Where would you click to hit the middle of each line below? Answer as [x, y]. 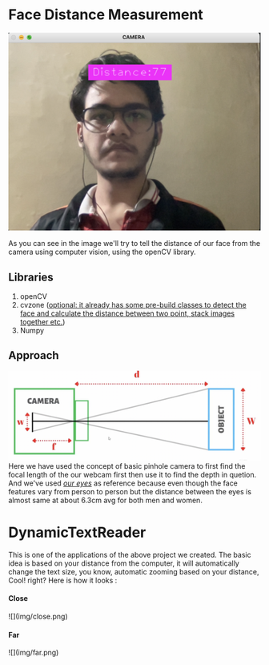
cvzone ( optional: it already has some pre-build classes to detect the [133, 304]
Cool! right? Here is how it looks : [63, 580]
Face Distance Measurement [106, 15]
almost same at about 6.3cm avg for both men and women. [105, 500]
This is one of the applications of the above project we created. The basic [130, 554]
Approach [34, 355]
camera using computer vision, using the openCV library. [102, 252]
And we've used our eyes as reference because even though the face [123, 483]
